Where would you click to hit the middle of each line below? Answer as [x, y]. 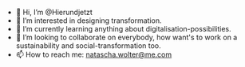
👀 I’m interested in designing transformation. [89, 20]
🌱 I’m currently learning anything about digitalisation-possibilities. [123, 29]
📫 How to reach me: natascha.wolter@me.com [94, 54]
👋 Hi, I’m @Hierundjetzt [54, 12]
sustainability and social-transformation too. [88, 46]
